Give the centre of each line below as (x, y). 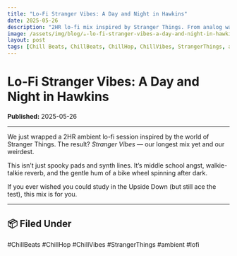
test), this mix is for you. (42, 194)
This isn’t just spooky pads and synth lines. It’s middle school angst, (106, 165)
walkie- (217, 165)
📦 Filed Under (39, 224)
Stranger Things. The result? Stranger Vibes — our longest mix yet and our (116, 144)
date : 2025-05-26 (33, 21)
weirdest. (21, 151)
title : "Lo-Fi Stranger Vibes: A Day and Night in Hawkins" (98, 14)
